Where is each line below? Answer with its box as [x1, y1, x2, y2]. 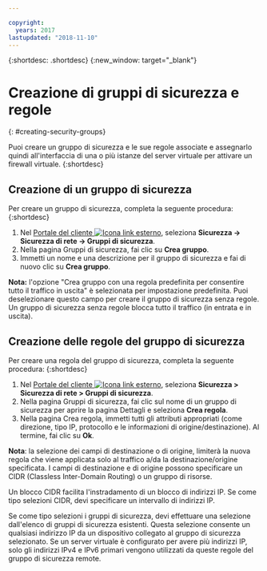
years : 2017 [15, 26, 56, 34]
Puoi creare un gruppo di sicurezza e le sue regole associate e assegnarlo [8, 142, 253, 152]
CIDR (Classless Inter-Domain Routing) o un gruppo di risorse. [8, 471, 213, 481]
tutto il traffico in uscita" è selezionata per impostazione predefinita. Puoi [8, 285, 249, 296]
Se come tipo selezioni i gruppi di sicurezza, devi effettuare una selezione [8, 511, 251, 521]
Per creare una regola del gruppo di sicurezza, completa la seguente [8, 355, 234, 365]
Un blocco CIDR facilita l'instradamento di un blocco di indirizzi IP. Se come [8, 487, 257, 497]
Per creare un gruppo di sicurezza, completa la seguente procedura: [8, 204, 233, 214]
